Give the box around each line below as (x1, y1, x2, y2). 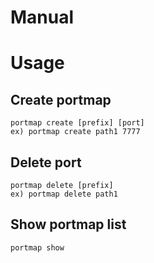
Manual (10, 6, 75, 29)
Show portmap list (10, 216, 127, 233)
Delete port (10, 154, 82, 171)
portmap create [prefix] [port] (10, 118, 145, 128)
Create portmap (10, 91, 112, 108)
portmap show (10, 242, 65, 253)
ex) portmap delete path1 (10, 189, 118, 199)
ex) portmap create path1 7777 (10, 127, 141, 137)
